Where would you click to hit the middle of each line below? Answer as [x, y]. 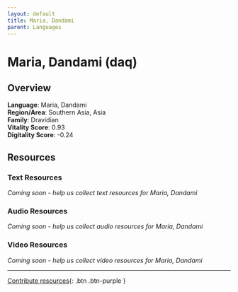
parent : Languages [34, 27]
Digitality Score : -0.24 [40, 135]
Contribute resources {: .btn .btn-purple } [67, 281]
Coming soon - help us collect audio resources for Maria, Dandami [105, 226]
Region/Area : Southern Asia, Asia [57, 112]
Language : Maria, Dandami [47, 105]
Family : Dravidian [33, 120]
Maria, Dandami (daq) [72, 62]
